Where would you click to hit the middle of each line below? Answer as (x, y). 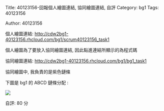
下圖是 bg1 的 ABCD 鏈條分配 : (37, 83)
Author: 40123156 (24, 23)
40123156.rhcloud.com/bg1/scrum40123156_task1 (57, 39)
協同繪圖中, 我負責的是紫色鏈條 (38, 72)
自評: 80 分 (17, 103)
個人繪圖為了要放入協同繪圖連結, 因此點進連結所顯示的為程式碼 (71, 50)
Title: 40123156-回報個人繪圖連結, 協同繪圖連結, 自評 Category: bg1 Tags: (82, 7)
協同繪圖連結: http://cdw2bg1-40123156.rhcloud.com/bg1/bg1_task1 (76, 61)
